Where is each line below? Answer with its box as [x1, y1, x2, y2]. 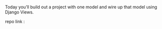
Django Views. [5, 9, 34, 15]
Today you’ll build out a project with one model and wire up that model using [5, 4, 157, 10]
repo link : [5, 19, 25, 24]
